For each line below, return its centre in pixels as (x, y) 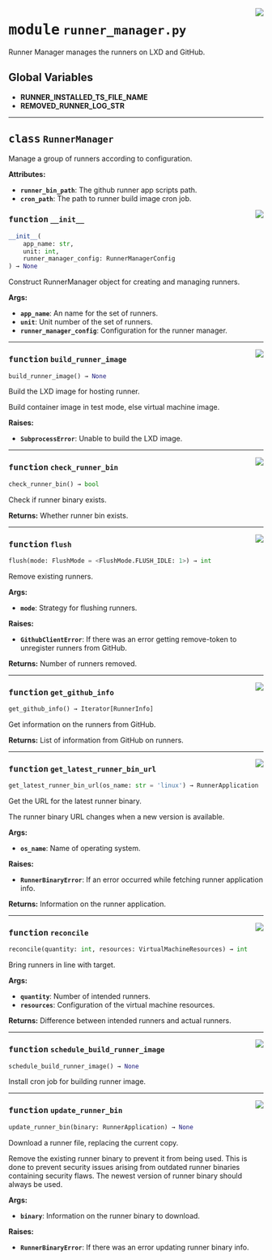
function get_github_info (62, 692)
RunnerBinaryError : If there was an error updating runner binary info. (134, 1247)
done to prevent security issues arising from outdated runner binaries (124, 1167)
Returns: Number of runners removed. (73, 663)
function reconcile (49, 933)
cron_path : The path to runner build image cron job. (106, 198)
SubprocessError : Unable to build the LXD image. (101, 439)
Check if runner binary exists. (57, 500)
